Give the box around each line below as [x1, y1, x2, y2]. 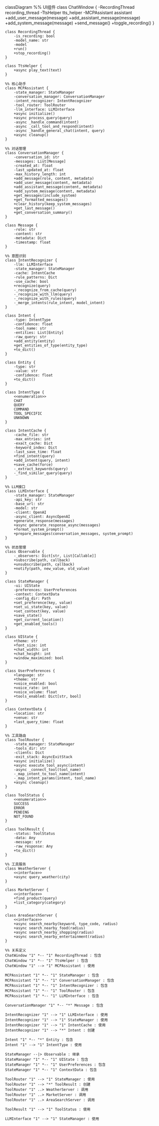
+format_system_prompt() [14, 527, 64, 532]
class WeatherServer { [5, 866, 51, 871]
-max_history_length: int [14, 172, 66, 177]
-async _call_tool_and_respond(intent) [14, 124, 95, 129]
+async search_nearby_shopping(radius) [14, 930, 95, 935]
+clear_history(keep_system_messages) [14, 201, 92, 206]
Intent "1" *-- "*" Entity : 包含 [5, 1037, 74, 1042]
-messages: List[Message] [14, 159, 66, 164]
